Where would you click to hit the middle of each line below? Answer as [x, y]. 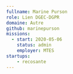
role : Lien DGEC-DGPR [33, 17]
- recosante [31, 61]
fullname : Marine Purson [37, 12]
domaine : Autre [25, 23]
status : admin [34, 45]
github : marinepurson [33, 28]
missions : [18, 34]
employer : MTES [36, 51]
